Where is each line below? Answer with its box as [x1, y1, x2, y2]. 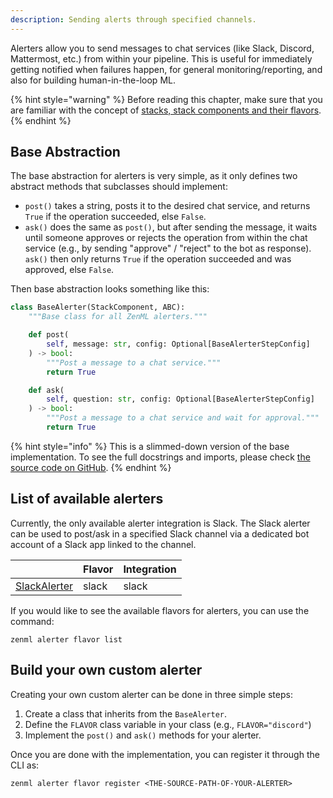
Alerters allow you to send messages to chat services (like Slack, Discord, [10, 42, 315, 54]
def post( [28, 330, 70, 340]
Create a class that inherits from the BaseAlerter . [24, 707, 228, 720]
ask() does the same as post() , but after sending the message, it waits [24, 221, 318, 233]
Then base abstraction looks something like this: [10, 283, 210, 295]
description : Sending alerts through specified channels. [10, 14, 257, 25]
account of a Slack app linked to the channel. [10, 538, 197, 550]
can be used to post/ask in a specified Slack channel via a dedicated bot [10, 527, 310, 540]
